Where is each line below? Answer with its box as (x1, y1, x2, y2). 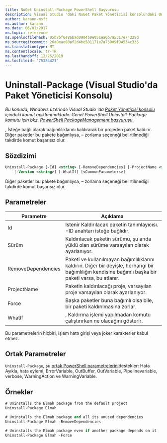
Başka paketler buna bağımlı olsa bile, (65, 296, 153, 303)
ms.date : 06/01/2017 (5, 26, 48, 31)
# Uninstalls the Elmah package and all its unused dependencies (5, 414, 143, 420)
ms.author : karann (5, 21, 43, 26)
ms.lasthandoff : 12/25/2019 (5, 53, 64, 59)
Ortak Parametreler (5, 350, 66, 358)
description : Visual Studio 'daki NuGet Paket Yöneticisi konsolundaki (5, 12, 157, 17)
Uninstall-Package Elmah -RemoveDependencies (5, 419, 101, 424)
